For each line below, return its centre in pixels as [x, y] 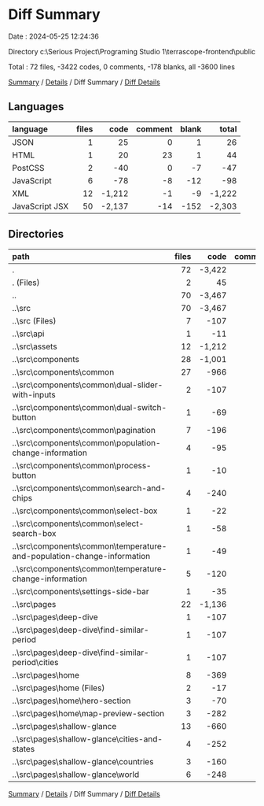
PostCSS [28, 168]
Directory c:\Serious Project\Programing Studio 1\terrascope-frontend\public [132, 51]
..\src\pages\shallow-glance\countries [83, 761]
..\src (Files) [34, 320]
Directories [36, 234]
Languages [36, 107]
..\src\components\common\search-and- [89, 488]
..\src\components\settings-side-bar [81, 591]
